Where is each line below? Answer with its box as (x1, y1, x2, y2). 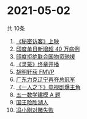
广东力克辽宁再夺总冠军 (15, 76, 75, 83)
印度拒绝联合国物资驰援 (15, 52, 75, 60)
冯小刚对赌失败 (15, 106, 54, 114)
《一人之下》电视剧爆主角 (15, 83, 81, 90)
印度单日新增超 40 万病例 (15, 45, 80, 52)
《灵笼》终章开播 (15, 60, 59, 68)
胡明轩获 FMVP (15, 68, 55, 75)
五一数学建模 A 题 (15, 91, 61, 98)
